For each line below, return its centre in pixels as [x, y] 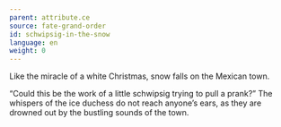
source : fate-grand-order [57, 26]
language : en [34, 42]
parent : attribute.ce [50, 17]
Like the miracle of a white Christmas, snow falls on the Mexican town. [140, 76]
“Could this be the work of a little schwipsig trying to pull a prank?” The [141, 94]
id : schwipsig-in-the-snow [60, 34]
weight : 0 [28, 51]
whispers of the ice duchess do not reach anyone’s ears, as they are [136, 103]
